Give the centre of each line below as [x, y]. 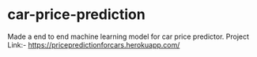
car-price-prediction [76, 15]
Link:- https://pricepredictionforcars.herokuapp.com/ [94, 44]
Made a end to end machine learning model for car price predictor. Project [128, 36]
